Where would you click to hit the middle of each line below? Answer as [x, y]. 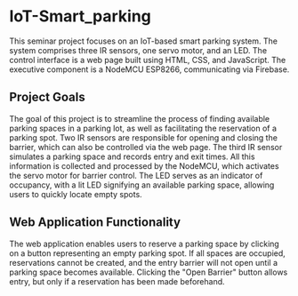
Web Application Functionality [95, 223]
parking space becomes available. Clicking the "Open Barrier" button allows [149, 272]
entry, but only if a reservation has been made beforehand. [117, 281]
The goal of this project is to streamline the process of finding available [140, 118]
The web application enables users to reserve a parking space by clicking [145, 244]
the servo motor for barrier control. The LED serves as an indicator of [136, 175]
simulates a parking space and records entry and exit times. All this [132, 156]
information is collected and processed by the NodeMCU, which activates [144, 165]
